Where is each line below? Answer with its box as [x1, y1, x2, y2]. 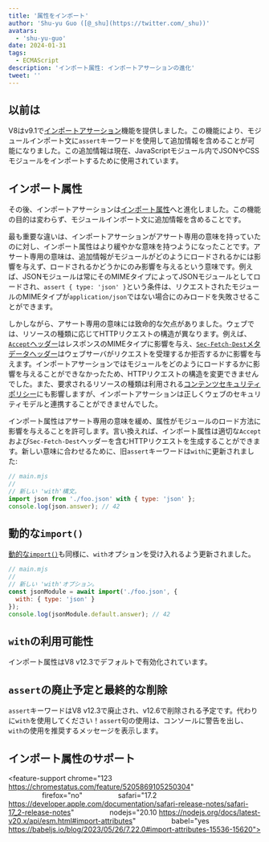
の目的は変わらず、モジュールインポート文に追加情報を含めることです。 [8, 214, 246, 225]
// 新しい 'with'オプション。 [8, 580, 98, 588]
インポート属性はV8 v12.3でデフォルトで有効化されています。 [8, 657, 212, 667]
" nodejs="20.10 [71, 807, 157, 817]
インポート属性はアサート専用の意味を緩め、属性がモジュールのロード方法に [8, 417, 262, 426]
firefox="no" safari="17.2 [41, 791, 157, 799]
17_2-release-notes [8, 807, 71, 817]
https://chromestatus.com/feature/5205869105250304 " [8, 782, 194, 791]
